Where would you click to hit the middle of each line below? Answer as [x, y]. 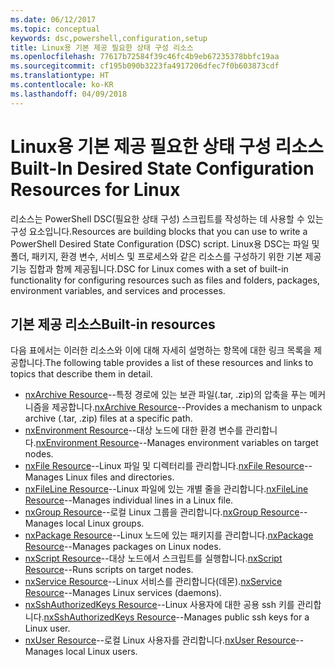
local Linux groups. [105, 523]
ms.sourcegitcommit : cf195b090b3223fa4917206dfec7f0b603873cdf [145, 66]
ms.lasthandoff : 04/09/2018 [69, 94]
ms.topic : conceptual [55, 29]
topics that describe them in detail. [81, 374]
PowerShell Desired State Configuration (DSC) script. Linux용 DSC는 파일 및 [165, 243]
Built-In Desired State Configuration [162, 168]
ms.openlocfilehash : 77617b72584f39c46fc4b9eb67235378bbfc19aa [145, 57]
